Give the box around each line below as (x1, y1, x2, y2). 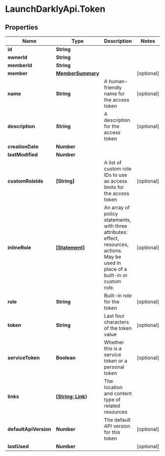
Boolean (55, 355, 76, 361)
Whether (104, 339, 124, 346)
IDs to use (104, 171, 128, 178)
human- (109, 78, 128, 85)
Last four (104, 313, 125, 319)
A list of (104, 159, 122, 166)
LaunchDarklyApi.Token (5, 3, 106, 15)
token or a (104, 358, 128, 364)
